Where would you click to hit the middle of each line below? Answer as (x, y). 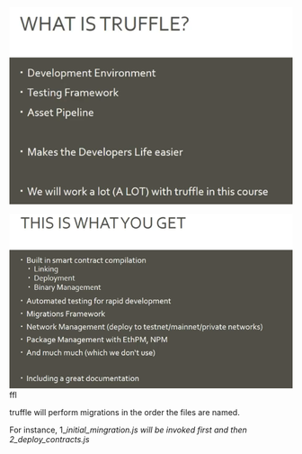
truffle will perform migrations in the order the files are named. (124, 412)
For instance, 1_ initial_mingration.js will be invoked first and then (128, 430)
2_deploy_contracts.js (49, 439)
